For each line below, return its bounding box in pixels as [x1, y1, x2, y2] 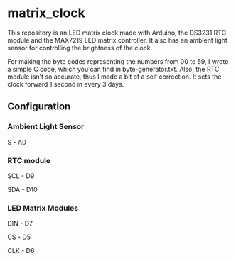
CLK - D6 [7, 247, 35, 255]
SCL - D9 [7, 172, 35, 180]
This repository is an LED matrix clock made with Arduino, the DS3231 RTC [7, 28, 227, 37]
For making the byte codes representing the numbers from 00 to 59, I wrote [7, 57, 229, 65]
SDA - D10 [7, 185, 38, 194]
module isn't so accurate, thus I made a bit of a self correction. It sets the [7, 72, 222, 81]
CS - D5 [7, 233, 31, 242]
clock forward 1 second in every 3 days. [7, 79, 124, 88]
